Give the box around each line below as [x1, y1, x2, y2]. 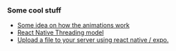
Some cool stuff [7, 6, 61, 15]
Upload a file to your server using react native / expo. [17, 36, 169, 44]
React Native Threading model [17, 28, 104, 37]
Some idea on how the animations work [17, 21, 130, 30]
